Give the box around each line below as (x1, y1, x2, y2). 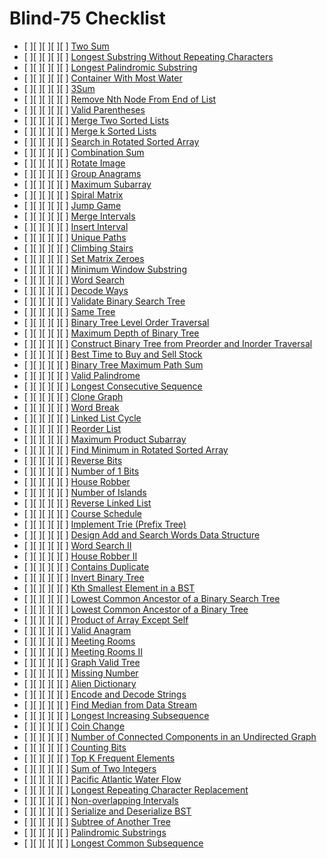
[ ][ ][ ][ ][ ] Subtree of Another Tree (23, 815, 171, 827)
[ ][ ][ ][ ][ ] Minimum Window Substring (23, 263, 187, 275)
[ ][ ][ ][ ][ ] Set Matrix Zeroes (23, 252, 145, 264)
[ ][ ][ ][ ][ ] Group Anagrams (23, 167, 142, 179)
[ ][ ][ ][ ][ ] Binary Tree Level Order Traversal (23, 316, 210, 328)
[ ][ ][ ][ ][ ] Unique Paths (23, 231, 127, 243)
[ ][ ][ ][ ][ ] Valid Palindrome (23, 369, 141, 381)
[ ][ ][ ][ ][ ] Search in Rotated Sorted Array (23, 135, 200, 147)
